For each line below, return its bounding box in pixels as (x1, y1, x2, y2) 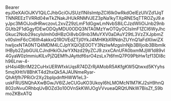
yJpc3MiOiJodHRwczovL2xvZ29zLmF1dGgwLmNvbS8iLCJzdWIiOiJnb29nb (5, 20, 165, 26)
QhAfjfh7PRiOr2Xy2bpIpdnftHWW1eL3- (5, 75, 89, 80)
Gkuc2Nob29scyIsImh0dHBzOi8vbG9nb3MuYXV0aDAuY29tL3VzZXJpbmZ (5, 31, 164, 37)
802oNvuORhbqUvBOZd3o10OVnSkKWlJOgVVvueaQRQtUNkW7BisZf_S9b (5, 85, 163, 91)
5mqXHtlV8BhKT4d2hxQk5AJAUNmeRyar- (5, 69, 96, 75)
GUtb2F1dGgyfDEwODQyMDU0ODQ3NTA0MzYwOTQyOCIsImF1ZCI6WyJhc (5, 26, 165, 32)
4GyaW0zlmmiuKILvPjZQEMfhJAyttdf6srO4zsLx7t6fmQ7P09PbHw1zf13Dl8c (5, 53, 166, 59)
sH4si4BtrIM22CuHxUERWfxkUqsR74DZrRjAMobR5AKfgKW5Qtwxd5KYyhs (5, 63, 165, 70)
